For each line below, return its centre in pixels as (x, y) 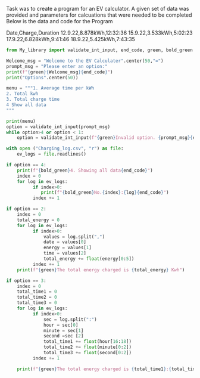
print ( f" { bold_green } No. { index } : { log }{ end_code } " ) (105, 193)
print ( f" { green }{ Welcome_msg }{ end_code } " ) (60, 72)
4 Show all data (26, 105)
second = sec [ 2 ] (64, 336)
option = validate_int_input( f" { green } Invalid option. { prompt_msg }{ (105, 138)
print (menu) (21, 121)
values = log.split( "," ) (74, 237)
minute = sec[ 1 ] (64, 330)
